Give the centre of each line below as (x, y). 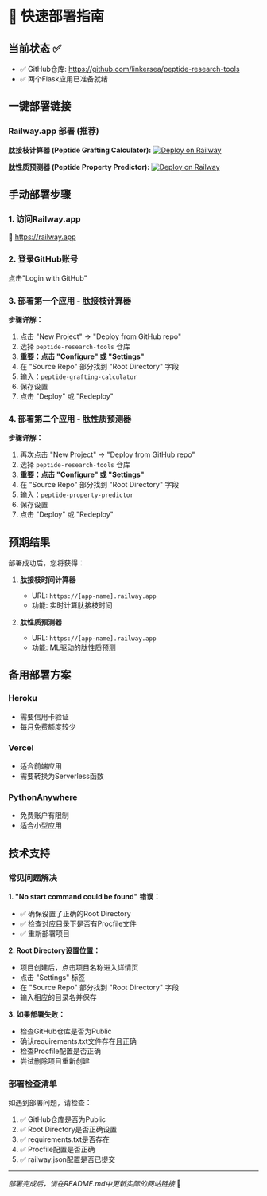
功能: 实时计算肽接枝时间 (72, 605)
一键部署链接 (40, 106)
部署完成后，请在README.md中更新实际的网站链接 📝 (95, 1184)
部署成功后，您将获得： (46, 563)
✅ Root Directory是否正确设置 (68, 1130)
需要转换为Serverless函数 (62, 776)
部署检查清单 (33, 1084)
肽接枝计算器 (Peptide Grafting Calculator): (80, 150)
